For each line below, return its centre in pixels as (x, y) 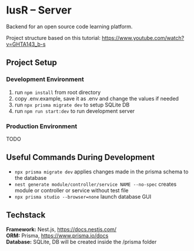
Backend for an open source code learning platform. (69, 26)
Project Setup (32, 63)
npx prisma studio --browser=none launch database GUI (83, 196)
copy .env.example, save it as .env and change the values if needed (97, 98)
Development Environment (45, 79)
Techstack (26, 215)
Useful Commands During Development (80, 157)
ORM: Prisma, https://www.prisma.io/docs (57, 235)
